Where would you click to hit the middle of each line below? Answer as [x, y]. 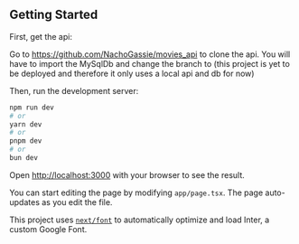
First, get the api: [41, 36]
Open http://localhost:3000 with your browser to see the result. [127, 174]
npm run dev [32, 108]
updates [25, 202]
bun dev [24, 158]
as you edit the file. [77, 202]
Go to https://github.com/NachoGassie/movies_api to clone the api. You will [150, 54]
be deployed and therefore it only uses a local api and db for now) [132, 73]
